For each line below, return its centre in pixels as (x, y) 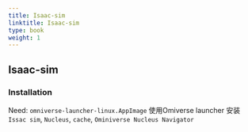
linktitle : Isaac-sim (44, 23)
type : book (26, 30)
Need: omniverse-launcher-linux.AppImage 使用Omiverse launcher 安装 (124, 110)
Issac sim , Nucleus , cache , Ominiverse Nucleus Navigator (101, 119)
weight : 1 (25, 38)
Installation (31, 92)
